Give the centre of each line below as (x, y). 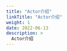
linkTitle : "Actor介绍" (34, 17)
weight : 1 (18, 22)
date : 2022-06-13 (27, 28)
